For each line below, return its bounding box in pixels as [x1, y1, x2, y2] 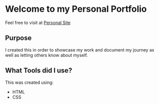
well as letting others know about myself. [5, 52, 88, 58]
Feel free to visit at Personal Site [5, 20, 71, 26]
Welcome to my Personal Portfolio [5, 3, 147, 15]
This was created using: [5, 79, 54, 85]
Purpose [5, 34, 32, 42]
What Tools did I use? [5, 66, 72, 75]
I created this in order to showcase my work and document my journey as [5, 47, 155, 52]
